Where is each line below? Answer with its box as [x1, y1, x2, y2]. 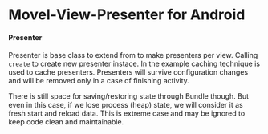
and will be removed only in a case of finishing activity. [8, 76, 190, 86]
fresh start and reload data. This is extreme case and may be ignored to [8, 108, 246, 118]
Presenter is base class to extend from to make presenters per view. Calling [8, 51, 258, 60]
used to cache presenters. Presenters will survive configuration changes [8, 67, 249, 77]
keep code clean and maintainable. [8, 117, 124, 127]
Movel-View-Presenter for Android [8, 6, 246, 24]
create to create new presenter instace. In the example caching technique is [8, 59, 261, 69]
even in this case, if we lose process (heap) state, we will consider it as [8, 100, 243, 110]
